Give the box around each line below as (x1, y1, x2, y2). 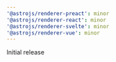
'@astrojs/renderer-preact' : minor (6, 10, 110, 17)
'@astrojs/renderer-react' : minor (6, 17, 107, 23)
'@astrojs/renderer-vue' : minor (6, 29, 100, 37)
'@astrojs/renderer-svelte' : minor (6, 23, 110, 30)
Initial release (6, 48, 44, 56)
